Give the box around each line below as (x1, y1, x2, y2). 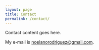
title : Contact (5, 12, 37, 17)
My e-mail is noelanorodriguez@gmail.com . (5, 39, 94, 45)
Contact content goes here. (5, 30, 61, 36)
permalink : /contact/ (5, 16, 50, 21)
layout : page (5, 7, 32, 12)
